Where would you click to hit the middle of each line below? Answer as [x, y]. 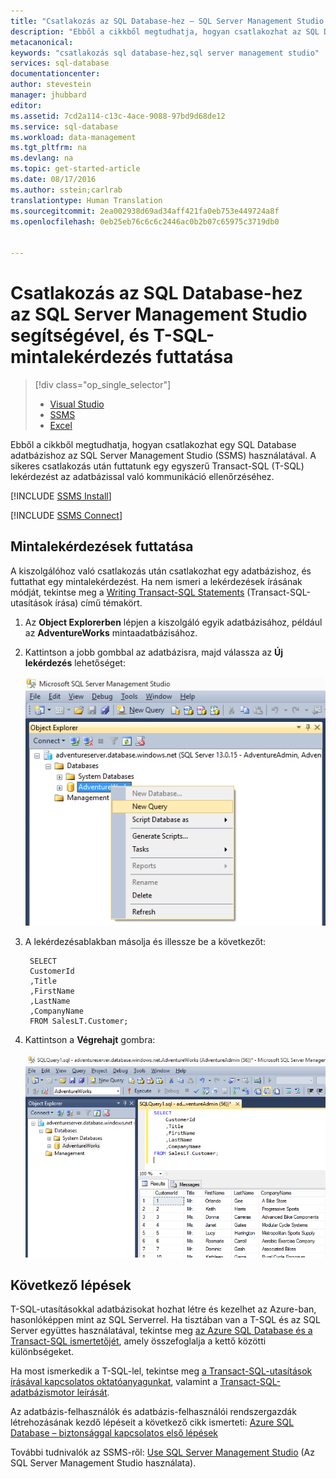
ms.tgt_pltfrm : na [48, 148]
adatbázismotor [42, 1392]
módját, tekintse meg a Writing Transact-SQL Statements [127, 592]
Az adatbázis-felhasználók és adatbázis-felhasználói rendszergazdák [153, 1412]
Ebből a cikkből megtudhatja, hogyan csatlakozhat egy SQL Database [153, 444]
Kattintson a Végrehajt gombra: [90, 1040]
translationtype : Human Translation [86, 200]
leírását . [93, 1392]
